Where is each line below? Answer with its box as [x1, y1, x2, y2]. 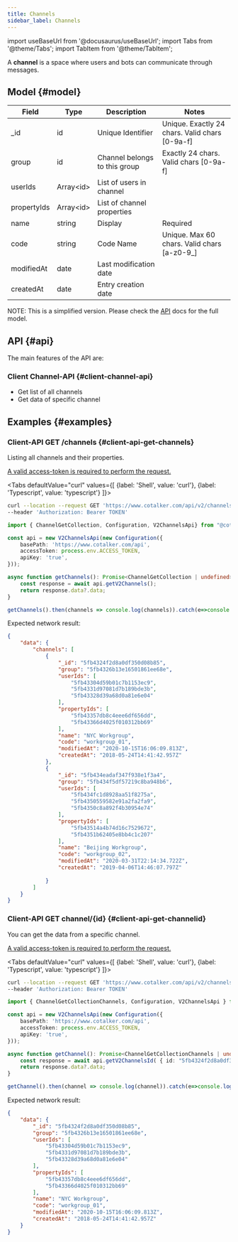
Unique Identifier [97, 128, 154, 138]
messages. [7, 65, 40, 74]
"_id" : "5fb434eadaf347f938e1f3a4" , [57, 772, 166, 779]
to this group [97, 161, 140, 171]
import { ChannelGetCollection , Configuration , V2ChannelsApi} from [7, 522, 214, 529]
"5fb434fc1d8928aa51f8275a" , [70, 792, 157, 799]
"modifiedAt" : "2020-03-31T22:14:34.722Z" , [57, 858, 189, 865]
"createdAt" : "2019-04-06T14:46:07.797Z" [57, 864, 182, 871]
